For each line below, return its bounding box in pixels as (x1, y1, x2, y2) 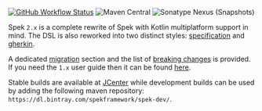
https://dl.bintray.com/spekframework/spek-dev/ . (8, 95, 173, 103)
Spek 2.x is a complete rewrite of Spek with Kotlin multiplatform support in (8, 23, 249, 31)
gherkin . (8, 39, 35, 48)
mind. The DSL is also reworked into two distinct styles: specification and (8, 31, 245, 40)
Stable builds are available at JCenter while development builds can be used (8, 78, 255, 87)
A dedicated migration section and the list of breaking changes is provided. (8, 55, 251, 63)
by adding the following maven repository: (8, 86, 145, 95)
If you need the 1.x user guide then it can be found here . (8, 63, 191, 72)
